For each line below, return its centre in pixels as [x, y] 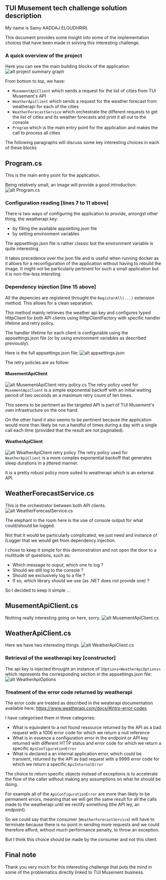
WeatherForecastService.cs [50, 493]
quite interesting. [22, 249]
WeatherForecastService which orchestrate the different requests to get [85, 112]
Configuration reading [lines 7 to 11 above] [57, 203]
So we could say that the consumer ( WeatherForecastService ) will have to [80, 819]
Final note [21, 855]
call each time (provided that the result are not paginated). [65, 430]
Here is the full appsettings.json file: [42, 353]
